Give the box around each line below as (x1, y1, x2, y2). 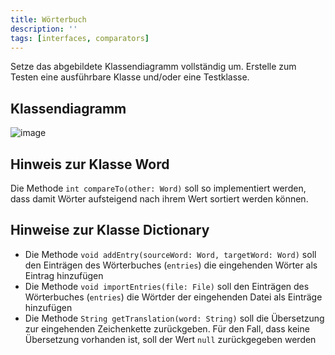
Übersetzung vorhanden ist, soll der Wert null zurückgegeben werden (24, 333, 317, 345)
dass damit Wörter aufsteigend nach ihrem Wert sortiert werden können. (10, 193, 309, 205)
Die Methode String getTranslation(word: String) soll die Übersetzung (24, 312, 325, 324)
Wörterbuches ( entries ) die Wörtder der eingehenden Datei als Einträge (24, 291, 323, 303)
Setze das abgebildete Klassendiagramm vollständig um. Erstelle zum (10, 61, 297, 73)
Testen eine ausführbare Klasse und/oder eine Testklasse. (10, 71, 250, 83)
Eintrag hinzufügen (24, 269, 104, 281)
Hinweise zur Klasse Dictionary (10, 222, 210, 239)
